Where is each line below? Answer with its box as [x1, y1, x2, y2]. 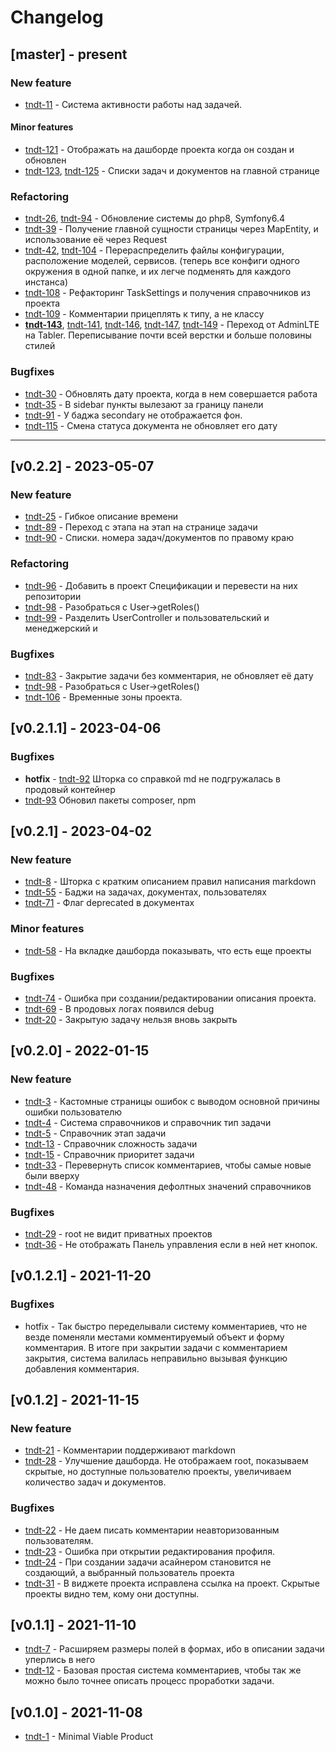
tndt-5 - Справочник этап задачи [24, 1127, 167, 1139]
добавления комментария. [24, 1362, 140, 1375]
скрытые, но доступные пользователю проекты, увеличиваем [24, 1466, 292, 1478]
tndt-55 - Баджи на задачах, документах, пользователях [24, 886, 267, 898]
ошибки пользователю [24, 1106, 122, 1118]
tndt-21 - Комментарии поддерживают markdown [24, 1444, 236, 1456]
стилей [24, 340, 56, 352]
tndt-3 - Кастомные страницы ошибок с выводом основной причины [24, 1095, 320, 1107]
